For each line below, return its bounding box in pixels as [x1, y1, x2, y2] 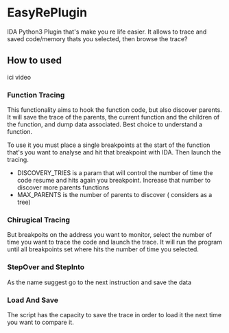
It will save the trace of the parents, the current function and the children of [7, 113, 220, 122]
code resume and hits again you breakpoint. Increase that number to [16, 176, 211, 185]
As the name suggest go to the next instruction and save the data [7, 278, 192, 286]
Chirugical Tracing [7, 215, 71, 225]
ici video [7, 73, 32, 81]
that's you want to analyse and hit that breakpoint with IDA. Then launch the [7, 148, 221, 157]
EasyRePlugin [7, 5, 88, 21]
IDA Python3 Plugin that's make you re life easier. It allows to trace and [7, 27, 207, 36]
